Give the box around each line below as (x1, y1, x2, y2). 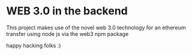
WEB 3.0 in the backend (6, 4, 128, 18)
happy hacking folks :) (6, 42, 61, 49)
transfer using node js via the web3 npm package (6, 30, 129, 37)
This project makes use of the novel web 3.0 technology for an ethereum (6, 24, 186, 31)
